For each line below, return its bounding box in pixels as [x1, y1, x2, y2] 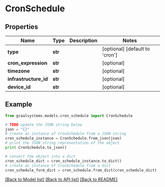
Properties [5, 23, 38, 31]
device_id [7, 84, 31, 90]
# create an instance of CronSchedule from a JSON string [5, 131, 126, 136]
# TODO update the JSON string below [5, 122, 82, 127]
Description [69, 37, 98, 44]
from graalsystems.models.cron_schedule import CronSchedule [5, 113, 133, 118]
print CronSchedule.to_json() [5, 145, 67, 150]
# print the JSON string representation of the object [5, 141, 120, 146]
